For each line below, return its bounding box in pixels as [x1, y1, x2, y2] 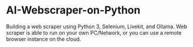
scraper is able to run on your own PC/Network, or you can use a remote [6, 29, 182, 36]
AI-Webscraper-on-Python [6, 4, 141, 17]
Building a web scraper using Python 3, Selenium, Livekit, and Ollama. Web [6, 23, 188, 30]
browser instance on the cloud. [6, 35, 82, 42]
